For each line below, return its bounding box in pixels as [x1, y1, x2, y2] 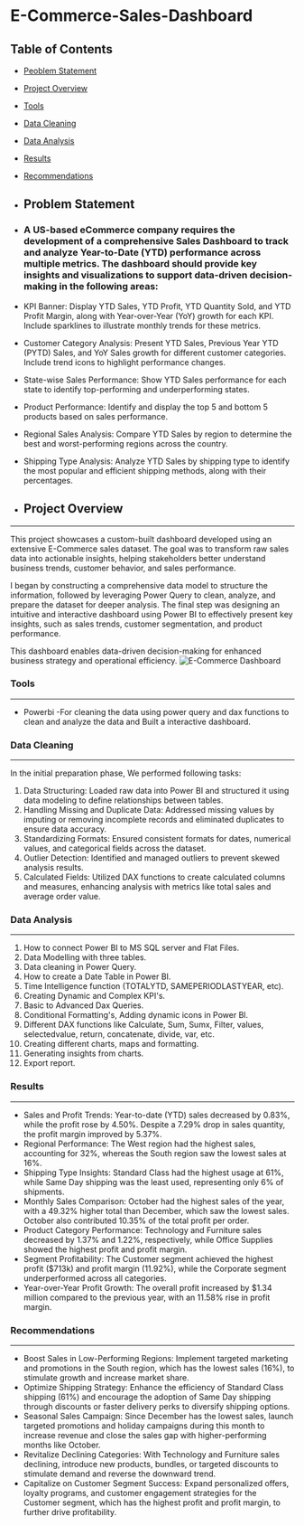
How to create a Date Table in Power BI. [23, 971, 171, 982]
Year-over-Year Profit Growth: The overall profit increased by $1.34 [23, 1282, 272, 1293]
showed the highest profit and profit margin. [23, 1244, 188, 1255]
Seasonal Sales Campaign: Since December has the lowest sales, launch [23, 1410, 294, 1421]
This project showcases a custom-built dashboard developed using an [10, 533, 272, 544]
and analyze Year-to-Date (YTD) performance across [23, 246, 262, 259]
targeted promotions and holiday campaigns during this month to [23, 1420, 265, 1431]
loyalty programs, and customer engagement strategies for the [23, 1487, 257, 1498]
